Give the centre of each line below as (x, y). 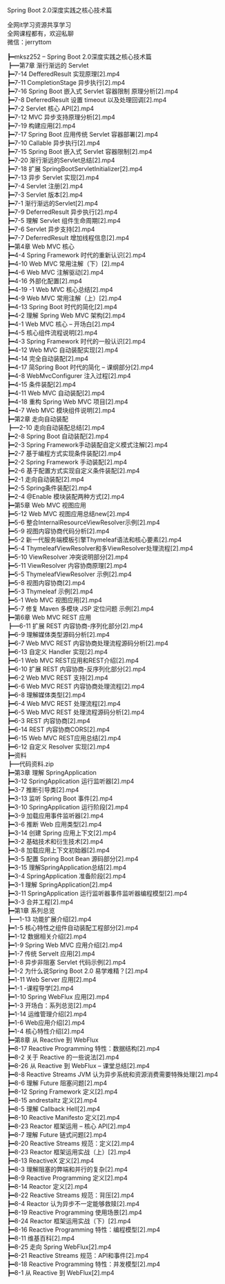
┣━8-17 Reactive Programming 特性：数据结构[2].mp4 (84, 1048)
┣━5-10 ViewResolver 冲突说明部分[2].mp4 (68, 557)
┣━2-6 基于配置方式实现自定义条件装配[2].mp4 (74, 471)
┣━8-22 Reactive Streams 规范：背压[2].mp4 (71, 1195)
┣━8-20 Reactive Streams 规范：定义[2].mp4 (71, 1143)
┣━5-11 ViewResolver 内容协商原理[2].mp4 (67, 565)
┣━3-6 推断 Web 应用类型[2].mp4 (55, 824)
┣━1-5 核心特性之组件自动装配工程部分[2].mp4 (73, 928)
